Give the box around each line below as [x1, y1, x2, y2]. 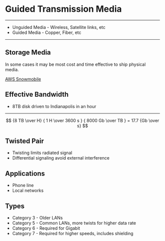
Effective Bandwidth [5, 90, 69, 99]
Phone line [12, 183, 34, 188]
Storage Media [5, 48, 51, 57]
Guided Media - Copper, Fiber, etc [12, 29, 82, 35]
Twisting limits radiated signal [12, 150, 73, 156]
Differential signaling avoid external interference [12, 155, 110, 161]
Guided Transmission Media [5, 3, 122, 15]
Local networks [12, 187, 44, 193]
